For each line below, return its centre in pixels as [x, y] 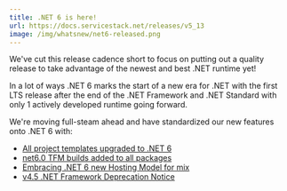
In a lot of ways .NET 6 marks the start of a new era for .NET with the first [143, 86]
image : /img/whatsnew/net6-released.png [85, 34]
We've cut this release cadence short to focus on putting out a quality [137, 60]
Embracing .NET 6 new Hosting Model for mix [106, 167]
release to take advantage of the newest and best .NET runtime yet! [133, 68]
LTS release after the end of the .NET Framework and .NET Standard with [143, 95]
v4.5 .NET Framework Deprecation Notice [98, 177]
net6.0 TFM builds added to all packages [97, 158]
